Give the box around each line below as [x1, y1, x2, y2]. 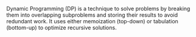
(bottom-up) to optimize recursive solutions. [6, 24, 117, 31]
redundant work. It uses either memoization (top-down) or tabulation [6, 18, 178, 24]
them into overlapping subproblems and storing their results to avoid [6, 11, 178, 18]
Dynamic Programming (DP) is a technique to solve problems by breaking [6, 5, 191, 12]
